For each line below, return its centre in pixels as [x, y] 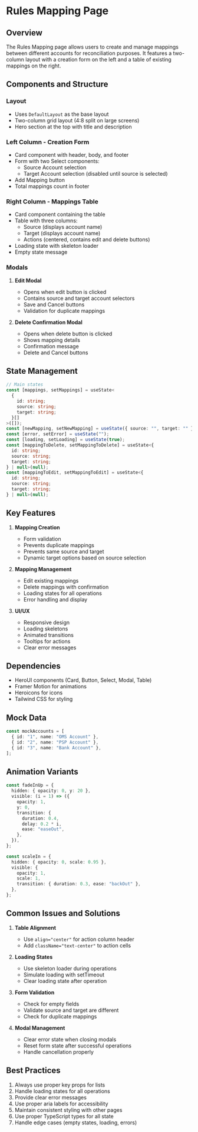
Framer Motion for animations [51, 687]
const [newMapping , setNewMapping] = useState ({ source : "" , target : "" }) [101, 429]
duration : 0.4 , [40, 818]
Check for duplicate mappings [60, 1016]
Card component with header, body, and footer [72, 154]
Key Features [31, 513]
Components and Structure [57, 84]
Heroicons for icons [39, 693]
